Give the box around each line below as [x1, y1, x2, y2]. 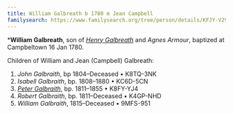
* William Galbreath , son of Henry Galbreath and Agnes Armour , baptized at [7, 35, 225, 44]
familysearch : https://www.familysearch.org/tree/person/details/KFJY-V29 [7, 17, 228, 23]
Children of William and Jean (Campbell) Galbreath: [7, 56, 155, 64]
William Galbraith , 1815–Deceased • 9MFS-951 [17, 99, 151, 107]
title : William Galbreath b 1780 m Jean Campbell [7, 10, 154, 17]
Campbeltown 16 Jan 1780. [7, 43, 85, 51]
